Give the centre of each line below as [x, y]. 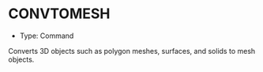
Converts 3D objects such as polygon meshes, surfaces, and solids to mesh [132, 51]
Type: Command [47, 36]
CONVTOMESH [59, 14]
